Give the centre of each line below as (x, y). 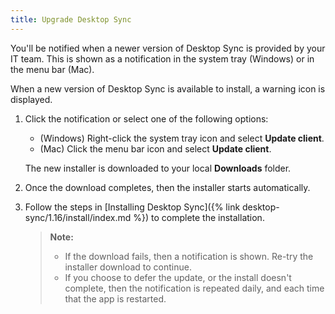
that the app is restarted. (115, 298)
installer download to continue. (128, 267)
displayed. (31, 99)
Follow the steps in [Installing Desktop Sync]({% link (132, 207)
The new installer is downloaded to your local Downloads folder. (158, 168)
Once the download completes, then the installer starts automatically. (167, 187)
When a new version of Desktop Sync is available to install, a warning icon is (168, 88)
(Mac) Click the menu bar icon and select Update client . (155, 148)
